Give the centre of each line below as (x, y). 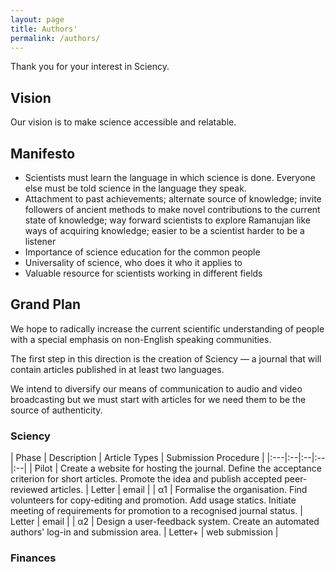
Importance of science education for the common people (142, 252)
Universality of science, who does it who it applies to (133, 262)
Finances (33, 558)
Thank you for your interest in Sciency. (90, 67)
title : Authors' (44, 29)
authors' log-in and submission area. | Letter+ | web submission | (144, 532)
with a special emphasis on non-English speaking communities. (141, 339)
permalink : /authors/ (55, 38)
